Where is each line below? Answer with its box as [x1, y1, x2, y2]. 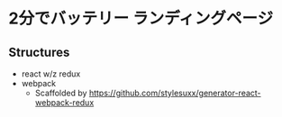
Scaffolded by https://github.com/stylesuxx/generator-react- [34, 87, 262, 98]
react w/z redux [21, 68, 81, 79]
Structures [8, 44, 70, 59]
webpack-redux [34, 97, 95, 108]
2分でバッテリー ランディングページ [8, 8, 274, 29]
